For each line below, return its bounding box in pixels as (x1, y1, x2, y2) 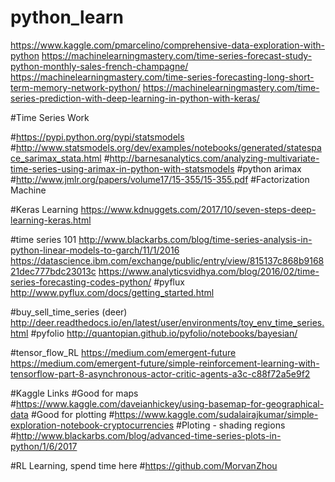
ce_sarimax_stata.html (10, 152, 102, 164)
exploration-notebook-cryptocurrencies (10, 419, 175, 431)
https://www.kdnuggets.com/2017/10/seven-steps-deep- (80, 203, 317, 215)
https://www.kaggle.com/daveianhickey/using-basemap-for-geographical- (15, 397, 325, 410)
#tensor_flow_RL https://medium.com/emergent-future (10, 346, 237, 358)
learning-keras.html (10, 214, 92, 226)
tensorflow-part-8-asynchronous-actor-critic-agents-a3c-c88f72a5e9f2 (10, 367, 311, 380)
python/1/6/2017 (10, 440, 78, 452)
